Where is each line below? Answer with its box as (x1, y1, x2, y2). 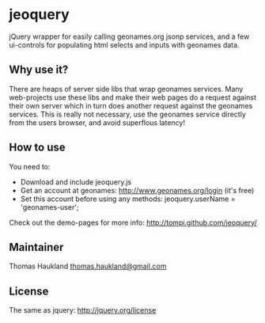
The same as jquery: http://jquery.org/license (9, 306, 157, 315)
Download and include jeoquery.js (20, 177, 132, 187)
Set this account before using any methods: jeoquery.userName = (20, 194, 236, 203)
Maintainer (9, 240, 64, 254)
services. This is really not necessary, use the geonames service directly (9, 109, 246, 119)
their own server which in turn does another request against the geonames (9, 101, 253, 110)
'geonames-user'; (20, 202, 79, 211)
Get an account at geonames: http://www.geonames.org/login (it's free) (20, 185, 255, 195)
